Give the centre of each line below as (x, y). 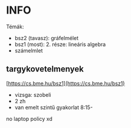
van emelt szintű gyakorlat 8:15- (54, 107)
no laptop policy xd (29, 119)
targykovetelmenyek (45, 69)
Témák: (15, 27)
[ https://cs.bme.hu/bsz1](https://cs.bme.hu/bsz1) (65, 83)
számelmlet (29, 50)
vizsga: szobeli (33, 94)
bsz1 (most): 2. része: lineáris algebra (60, 44)
